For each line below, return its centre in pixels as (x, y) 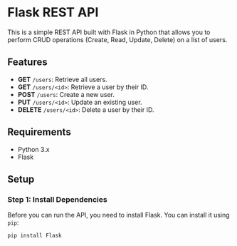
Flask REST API (53, 12)
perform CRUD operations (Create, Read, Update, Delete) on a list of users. (117, 39)
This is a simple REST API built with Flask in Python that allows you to (109, 32)
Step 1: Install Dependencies (58, 199)
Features (27, 62)
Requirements (39, 132)
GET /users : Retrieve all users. (63, 79)
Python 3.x (33, 149)
